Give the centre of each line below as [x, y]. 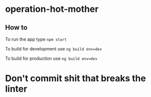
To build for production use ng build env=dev [51, 58]
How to [16, 27]
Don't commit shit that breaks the [75, 78]
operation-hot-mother [52, 9]
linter [16, 89]
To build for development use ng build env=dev [53, 49]
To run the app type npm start [36, 39]
